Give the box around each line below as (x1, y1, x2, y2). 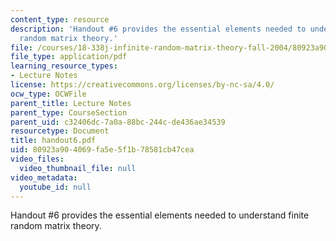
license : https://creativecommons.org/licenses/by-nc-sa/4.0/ (10, 80, 275, 90)
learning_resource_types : (10, 61, 118, 71)
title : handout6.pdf (10, 136, 97, 146)
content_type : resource (10, 14, 110, 25)
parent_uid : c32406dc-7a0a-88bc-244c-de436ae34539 (10, 117, 226, 127)
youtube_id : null (19, 182, 92, 192)
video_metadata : (10, 172, 78, 183)
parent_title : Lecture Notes (10, 98, 132, 108)
